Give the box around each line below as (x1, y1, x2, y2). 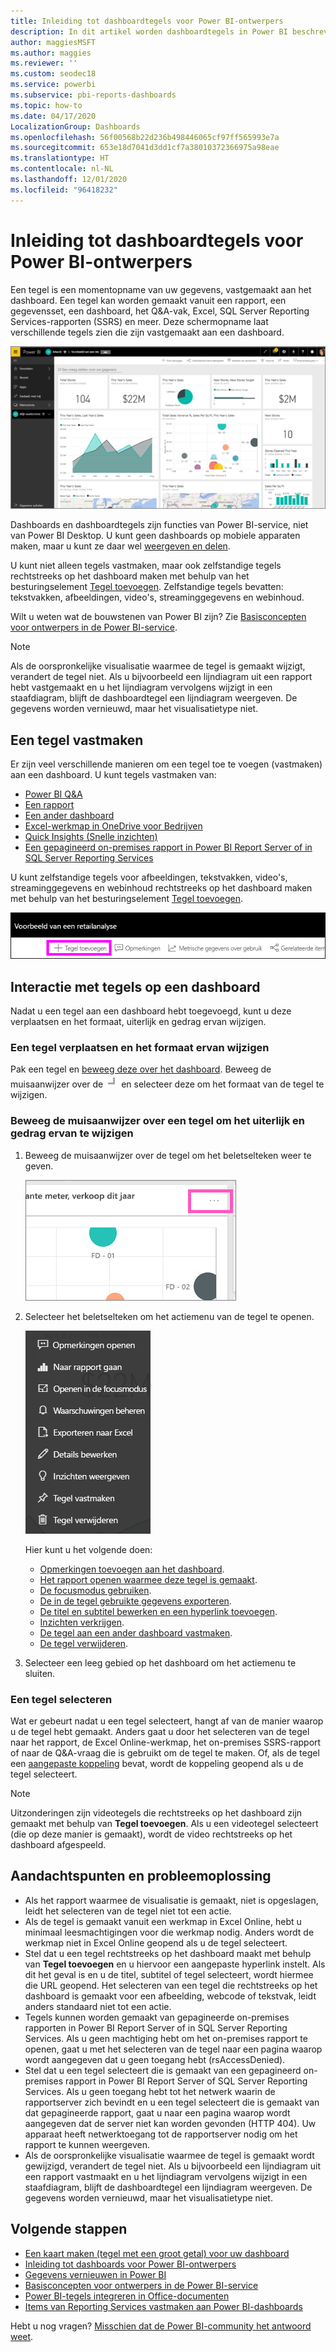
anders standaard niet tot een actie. (24, 2000, 172, 2012)
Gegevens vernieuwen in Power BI (24, 2268, 167, 2280)
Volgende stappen (10, 2221, 128, 2238)
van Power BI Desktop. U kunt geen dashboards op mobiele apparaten (10, 530, 301, 542)
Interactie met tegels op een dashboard (10, 978, 261, 995)
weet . (10, 2330, 34, 2342)
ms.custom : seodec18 (10, 69, 97, 79)
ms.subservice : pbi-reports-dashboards (10, 90, 177, 100)
